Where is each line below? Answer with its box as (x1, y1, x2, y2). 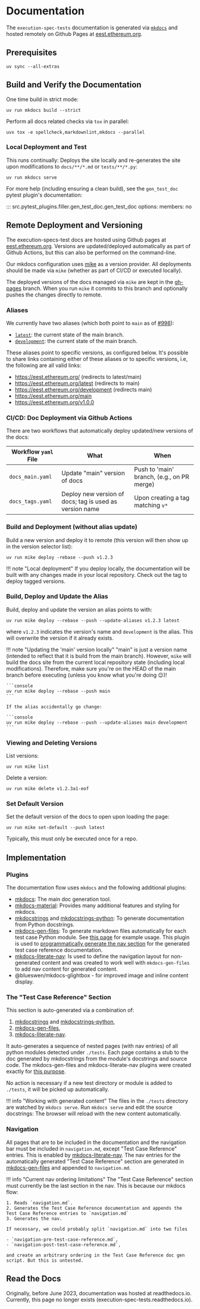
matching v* (133, 501, 168, 509)
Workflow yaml (11, 448, 54, 456)
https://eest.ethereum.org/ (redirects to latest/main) (14, 373, 142, 380)
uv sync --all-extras (6, 63, 60, 69)
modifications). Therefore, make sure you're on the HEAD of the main (6, 665, 176, 672)
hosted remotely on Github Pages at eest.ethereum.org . (6, 30, 143, 37)
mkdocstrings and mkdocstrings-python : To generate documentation (14, 915, 185, 922)
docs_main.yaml (9, 473, 52, 481)
